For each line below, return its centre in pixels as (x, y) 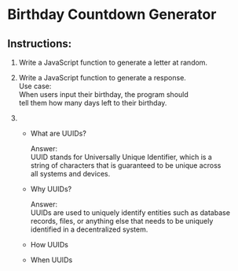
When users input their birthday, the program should (104, 95)
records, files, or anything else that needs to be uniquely (122, 221)
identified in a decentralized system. (89, 229)
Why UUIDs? (51, 189)
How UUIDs (49, 245)
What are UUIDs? (59, 133)
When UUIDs (51, 260)
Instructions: (40, 44)
